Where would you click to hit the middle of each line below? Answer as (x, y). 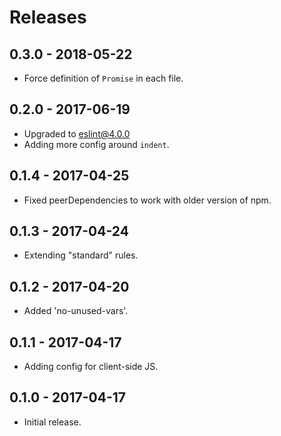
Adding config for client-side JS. (91, 367)
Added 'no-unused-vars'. (76, 311)
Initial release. (52, 422)
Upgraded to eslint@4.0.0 (77, 133)
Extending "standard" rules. (81, 255)
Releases (48, 17)
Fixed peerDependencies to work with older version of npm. (147, 200)
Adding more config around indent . (96, 144)
